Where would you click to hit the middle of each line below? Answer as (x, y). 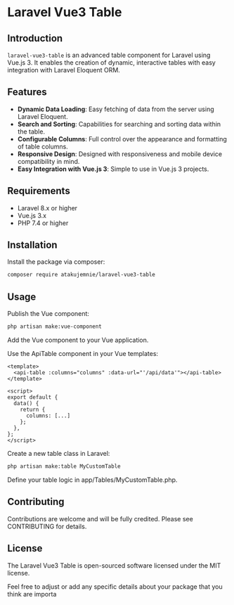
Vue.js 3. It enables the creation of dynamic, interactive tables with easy (111, 63)
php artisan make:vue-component (54, 327)
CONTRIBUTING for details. (47, 526)
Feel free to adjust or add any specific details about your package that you (115, 586)
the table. (31, 132)
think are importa (32, 594)
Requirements (39, 191)
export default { (33, 397)
